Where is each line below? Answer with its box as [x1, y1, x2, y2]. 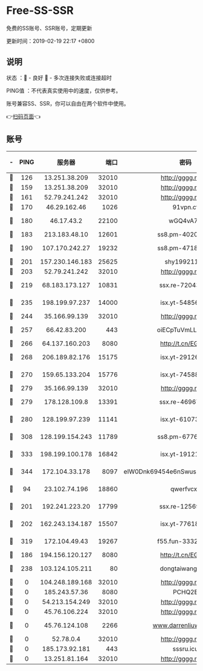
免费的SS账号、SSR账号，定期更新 [6, 24, 92, 32]
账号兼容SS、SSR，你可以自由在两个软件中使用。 [6, 99, 129, 107]
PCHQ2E [173, 587, 198, 596]
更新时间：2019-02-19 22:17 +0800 [6, 37, 95, 44]
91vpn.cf [172, 202, 199, 211]
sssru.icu [172, 644, 199, 653]
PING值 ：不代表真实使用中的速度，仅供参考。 [6, 87, 121, 94]
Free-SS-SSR [6, 4, 74, 18]
